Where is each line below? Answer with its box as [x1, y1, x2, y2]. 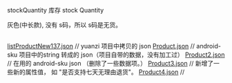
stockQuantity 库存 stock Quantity [7, 6, 104, 14]
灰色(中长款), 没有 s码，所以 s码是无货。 [7, 21, 122, 29]
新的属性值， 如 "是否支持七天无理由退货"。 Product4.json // [12, 68, 185, 76]
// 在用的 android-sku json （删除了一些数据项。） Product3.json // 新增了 [7, 59, 214, 68]
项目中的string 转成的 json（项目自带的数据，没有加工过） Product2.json [19, 50, 225, 59]
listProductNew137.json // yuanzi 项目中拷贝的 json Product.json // [7, 42, 195, 50]
